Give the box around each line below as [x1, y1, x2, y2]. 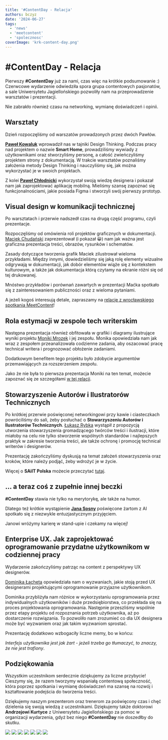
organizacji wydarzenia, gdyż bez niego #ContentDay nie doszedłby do [5, 714, 153, 720]
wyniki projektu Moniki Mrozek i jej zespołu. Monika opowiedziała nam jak [5, 335, 157, 341]
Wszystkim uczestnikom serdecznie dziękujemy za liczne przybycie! [5, 673, 146, 679]
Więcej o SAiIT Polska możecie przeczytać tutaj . [5, 468, 106, 474]
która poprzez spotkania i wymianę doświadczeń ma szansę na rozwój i [5, 683, 153, 689]
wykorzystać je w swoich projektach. [5, 167, 81, 173]
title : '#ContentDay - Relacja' [5, 7, 72, 12]
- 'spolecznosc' [9, 35, 43, 40]
